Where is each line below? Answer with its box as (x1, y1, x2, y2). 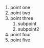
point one (10, 5, 31, 10)
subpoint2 (17, 26, 39, 32)
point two (10, 10, 31, 16)
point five (10, 37, 31, 43)
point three (10, 15, 34, 21)
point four (10, 32, 31, 37)
